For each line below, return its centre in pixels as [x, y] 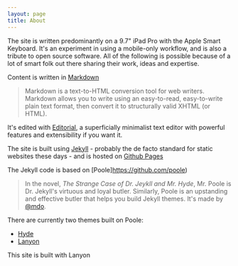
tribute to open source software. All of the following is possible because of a [119, 56]
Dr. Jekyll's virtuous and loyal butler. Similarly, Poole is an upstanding [126, 191]
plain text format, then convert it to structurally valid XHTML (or [118, 106]
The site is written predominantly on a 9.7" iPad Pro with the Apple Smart [114, 40]
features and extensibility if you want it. [65, 135]
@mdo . [35, 206]
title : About [27, 21]
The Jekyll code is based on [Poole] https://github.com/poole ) [98, 170]
